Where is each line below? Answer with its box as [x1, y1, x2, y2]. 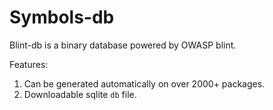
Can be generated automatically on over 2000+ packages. [23, 77, 266, 90]
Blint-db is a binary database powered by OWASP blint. [9, 39, 237, 51]
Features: [9, 58, 49, 70]
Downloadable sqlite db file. [23, 88, 137, 100]
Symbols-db [9, 6, 115, 29]
